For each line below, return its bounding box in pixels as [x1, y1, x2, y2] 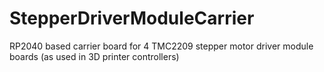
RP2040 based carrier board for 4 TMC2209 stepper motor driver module [9, 40, 314, 52]
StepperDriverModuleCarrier [9, 7, 255, 30]
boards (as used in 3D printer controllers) [9, 50, 180, 62]
